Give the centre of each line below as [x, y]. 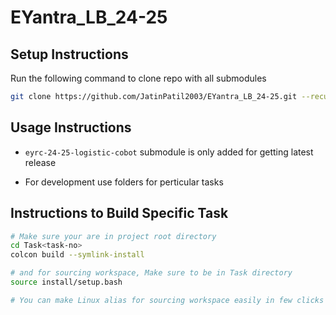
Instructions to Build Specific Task [119, 213]
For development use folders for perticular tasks [124, 182]
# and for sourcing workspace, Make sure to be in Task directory [151, 273]
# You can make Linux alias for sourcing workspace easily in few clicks [167, 300]
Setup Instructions [69, 54]
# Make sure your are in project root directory [113, 236]
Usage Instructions [71, 127]
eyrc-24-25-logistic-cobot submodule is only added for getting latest [169, 152]
